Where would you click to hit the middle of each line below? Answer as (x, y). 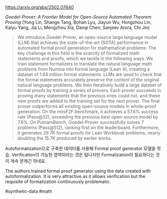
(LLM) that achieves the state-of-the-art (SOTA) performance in (83, 42)
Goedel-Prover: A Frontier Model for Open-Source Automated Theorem (78, 17)
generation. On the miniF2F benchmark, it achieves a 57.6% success (88, 111)
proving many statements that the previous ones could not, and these (89, 95)
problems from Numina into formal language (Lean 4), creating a (83, 69)
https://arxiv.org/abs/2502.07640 (39, 7)
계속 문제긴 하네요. (28, 161)
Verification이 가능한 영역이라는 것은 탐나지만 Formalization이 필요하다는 (83, 155)
